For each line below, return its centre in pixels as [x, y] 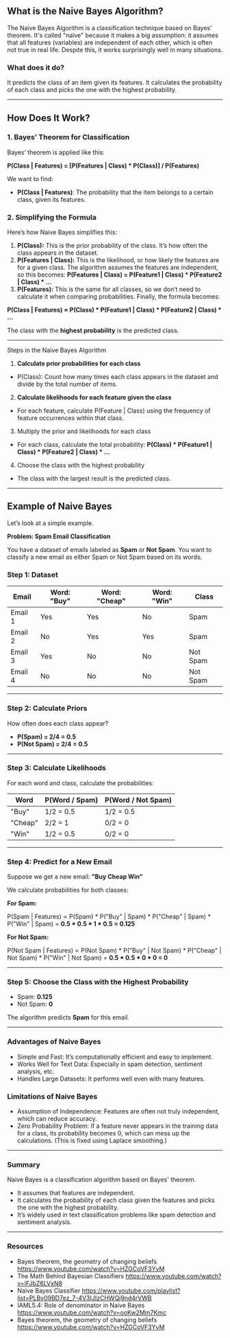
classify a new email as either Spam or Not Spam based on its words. [105, 557]
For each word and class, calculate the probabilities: [80, 783]
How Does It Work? [49, 118]
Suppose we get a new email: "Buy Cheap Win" [75, 877]
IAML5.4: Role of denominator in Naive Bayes [81, 1305]
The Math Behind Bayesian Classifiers [71, 1276]
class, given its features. [51, 199]
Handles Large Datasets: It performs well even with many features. [111, 1079]
